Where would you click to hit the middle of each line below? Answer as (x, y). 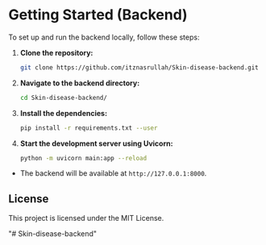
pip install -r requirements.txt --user (89, 128)
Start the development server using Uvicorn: (96, 143)
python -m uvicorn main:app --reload (83, 158)
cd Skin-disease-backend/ (63, 98)
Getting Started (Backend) (98, 15)
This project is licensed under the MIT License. (86, 218)
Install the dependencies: (63, 113)
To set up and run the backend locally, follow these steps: (104, 37)
